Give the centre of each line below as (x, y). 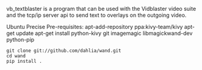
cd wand (16, 56)
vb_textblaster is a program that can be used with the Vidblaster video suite (101, 9)
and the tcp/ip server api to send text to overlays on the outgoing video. (96, 15)
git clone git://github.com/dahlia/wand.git (64, 51)
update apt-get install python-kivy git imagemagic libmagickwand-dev (104, 33)
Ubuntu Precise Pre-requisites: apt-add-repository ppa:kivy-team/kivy (95, 27)
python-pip (20, 40)
